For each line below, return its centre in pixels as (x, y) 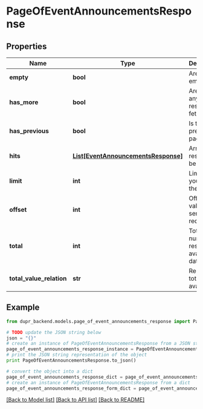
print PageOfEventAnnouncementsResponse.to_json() (71, 361)
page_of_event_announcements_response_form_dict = (71, 388)
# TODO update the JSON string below (54, 332)
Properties (27, 46)
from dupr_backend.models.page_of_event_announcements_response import (98, 321)
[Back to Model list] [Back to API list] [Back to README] (76, 400)
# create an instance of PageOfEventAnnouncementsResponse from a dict (98, 382)
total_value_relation (38, 278)
